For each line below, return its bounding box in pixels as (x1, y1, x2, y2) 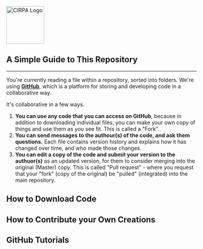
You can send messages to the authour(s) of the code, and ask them (14, 131, 190, 139)
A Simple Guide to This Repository (6, 54, 138, 65)
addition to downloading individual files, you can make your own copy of (14, 119, 196, 126)
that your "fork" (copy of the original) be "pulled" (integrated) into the (14, 170, 188, 177)
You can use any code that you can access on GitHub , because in (14, 112, 182, 119)
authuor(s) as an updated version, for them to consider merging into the (14, 157, 195, 165)
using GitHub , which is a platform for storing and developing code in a (6, 83, 181, 90)
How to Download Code (6, 194, 97, 204)
